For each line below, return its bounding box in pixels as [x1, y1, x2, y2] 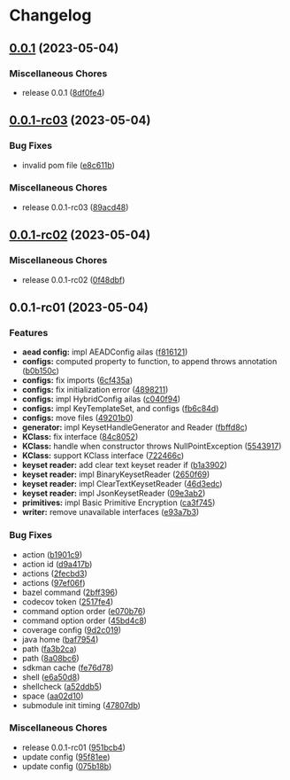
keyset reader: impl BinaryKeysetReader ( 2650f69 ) [21, 469, 210, 480]
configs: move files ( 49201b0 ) [21, 413, 134, 424]
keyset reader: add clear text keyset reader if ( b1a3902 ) [21, 460, 228, 471]
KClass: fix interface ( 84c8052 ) [21, 432, 139, 442]
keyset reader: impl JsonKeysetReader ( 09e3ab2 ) [21, 488, 206, 499]
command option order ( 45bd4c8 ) [21, 615, 148, 626]
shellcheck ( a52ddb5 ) [21, 681, 103, 691]
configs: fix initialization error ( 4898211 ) [21, 385, 169, 395]
